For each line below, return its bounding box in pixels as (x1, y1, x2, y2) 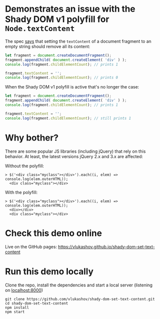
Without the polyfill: (5, 163, 45, 169)
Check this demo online (5, 228, 102, 239)
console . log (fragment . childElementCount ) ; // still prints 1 (5, 116, 131, 121)
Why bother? (5, 132, 59, 143)
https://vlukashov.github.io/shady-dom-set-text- (58, 244, 155, 249)
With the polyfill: (5, 189, 38, 195)
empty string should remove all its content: (5, 43, 91, 49)
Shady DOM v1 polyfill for (5, 14, 110, 25)
